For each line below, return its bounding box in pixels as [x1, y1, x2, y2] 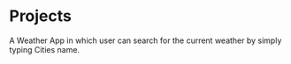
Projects [9, 6, 73, 26]
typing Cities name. [9, 44, 80, 54]
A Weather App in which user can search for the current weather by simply [9, 35, 282, 46]
